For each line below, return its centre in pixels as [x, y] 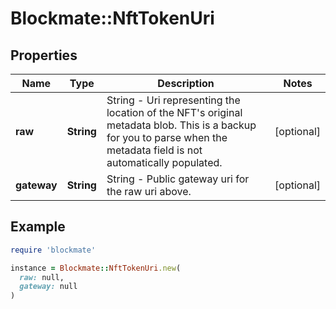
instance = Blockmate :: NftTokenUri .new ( [96, 268]
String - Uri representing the [173, 100]
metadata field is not [154, 150]
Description [186, 83]
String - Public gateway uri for [178, 179]
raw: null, [42, 277]
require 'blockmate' [53, 250]
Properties [44, 55]
